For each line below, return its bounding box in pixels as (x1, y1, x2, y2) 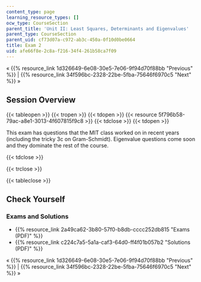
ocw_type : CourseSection (6, 20, 68, 26)
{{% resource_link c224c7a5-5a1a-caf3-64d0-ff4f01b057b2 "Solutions (14, 239, 191, 246)
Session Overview (6, 95, 76, 105)
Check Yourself (6, 194, 65, 204)
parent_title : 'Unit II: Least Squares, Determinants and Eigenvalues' (6, 25, 189, 32)
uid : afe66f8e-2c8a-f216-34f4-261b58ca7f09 (6, 48, 117, 54)
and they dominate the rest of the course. (6, 142, 109, 149)
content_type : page (6, 8, 55, 15)
